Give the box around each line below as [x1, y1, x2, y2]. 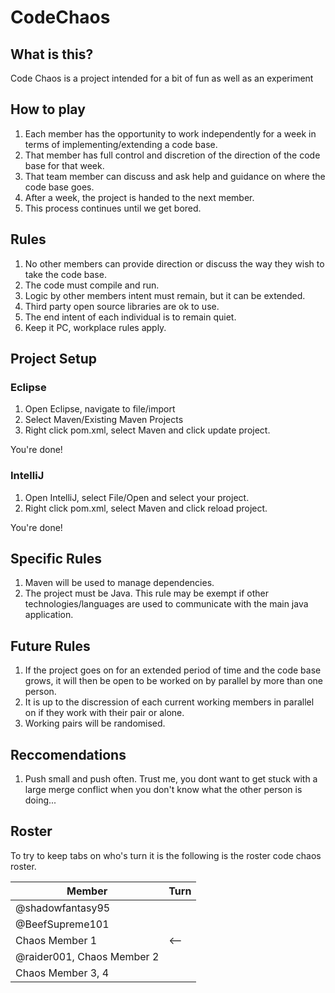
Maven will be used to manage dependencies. [24, 577, 215, 589]
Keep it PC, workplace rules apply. [24, 321, 167, 333]
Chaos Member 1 [15, 933, 98, 947]
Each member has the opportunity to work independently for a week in [24, 127, 317, 140]
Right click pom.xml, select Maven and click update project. [24, 424, 271, 436]
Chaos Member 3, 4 [15, 966, 110, 980]
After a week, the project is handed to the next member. [24, 191, 255, 203]
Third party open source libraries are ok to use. [24, 300, 220, 312]
